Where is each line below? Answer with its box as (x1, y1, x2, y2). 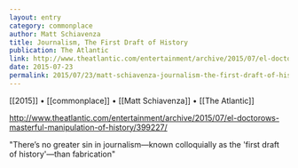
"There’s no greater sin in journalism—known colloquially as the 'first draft (9, 139, 279, 149)
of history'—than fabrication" (9, 148, 116, 159)
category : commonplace (9, 21, 93, 30)
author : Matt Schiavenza (9, 29, 101, 38)
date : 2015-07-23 (9, 63, 74, 72)
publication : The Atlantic (9, 46, 109, 55)
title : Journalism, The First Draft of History (9, 37, 189, 47)
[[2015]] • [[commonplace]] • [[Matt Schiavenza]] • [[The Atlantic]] (9, 95, 255, 106)
